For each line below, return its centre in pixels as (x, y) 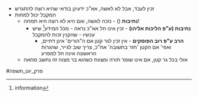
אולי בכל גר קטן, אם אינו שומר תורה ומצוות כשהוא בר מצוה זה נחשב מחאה (105, 59)
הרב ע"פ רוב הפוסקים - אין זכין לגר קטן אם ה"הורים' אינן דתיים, (112, 41)
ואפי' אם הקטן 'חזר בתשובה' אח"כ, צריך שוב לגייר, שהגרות (106, 47)
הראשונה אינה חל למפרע (69, 53)
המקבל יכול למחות (35, 15)
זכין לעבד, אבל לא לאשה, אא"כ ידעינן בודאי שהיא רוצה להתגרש (84, 9)
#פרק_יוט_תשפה (24, 71)
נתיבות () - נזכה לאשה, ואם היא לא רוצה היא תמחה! (81, 21)
